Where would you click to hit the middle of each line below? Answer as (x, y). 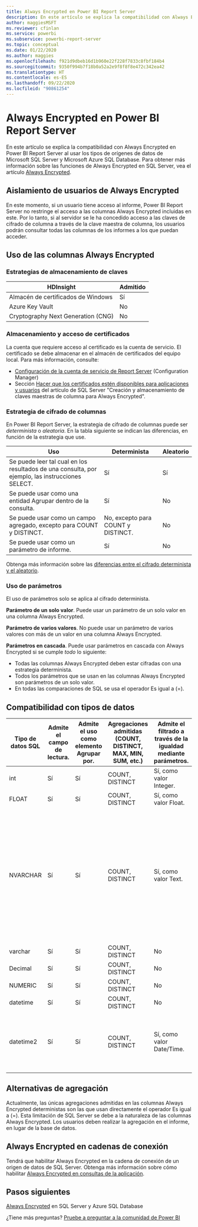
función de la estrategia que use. (46, 437)
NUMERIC (23, 986)
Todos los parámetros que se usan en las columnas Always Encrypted (100, 676)
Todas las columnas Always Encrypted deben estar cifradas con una (98, 664)
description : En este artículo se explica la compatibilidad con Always (97, 17)
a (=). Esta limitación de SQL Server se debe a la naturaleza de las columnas (99, 1115)
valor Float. (169, 803)
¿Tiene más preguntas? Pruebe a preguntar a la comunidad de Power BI (93, 1218)
